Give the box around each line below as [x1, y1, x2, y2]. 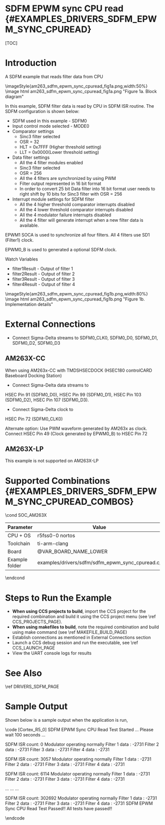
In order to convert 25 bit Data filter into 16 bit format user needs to [19, 185, 156, 192]
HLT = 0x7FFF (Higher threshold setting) [19, 144, 102, 150]
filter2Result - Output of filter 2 [12, 271, 75, 277]
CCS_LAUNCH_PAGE [12, 645, 55, 651]
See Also [5, 667, 42, 678]
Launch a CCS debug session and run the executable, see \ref [12, 640, 138, 646]
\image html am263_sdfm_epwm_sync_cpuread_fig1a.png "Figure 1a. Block [5, 88, 157, 94]
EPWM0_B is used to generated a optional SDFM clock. [5, 246, 117, 252]
